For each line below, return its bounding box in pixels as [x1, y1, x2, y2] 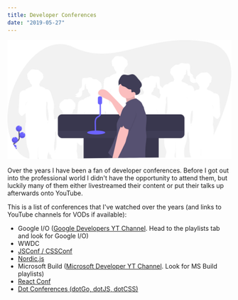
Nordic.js [17, 254, 45, 263]
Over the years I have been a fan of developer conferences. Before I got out [7, 166, 229, 175]
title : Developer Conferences [7, 11, 97, 19]
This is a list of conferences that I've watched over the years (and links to [7, 203, 222, 212]
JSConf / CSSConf [17, 247, 73, 256]
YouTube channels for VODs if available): [7, 210, 127, 219]
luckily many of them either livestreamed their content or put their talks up [7, 182, 225, 190]
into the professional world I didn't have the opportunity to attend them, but [7, 174, 228, 182]
